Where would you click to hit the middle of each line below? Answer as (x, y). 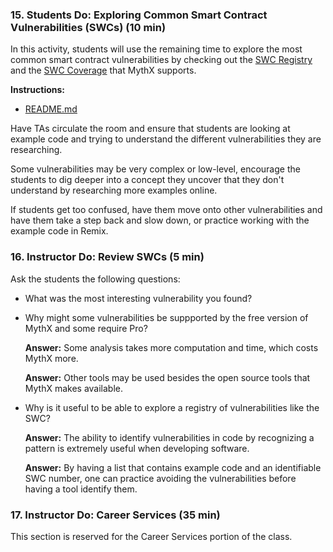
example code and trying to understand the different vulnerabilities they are (166, 139)
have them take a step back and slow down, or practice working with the (160, 220)
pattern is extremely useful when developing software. (137, 448)
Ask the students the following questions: (95, 279)
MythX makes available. (74, 388)
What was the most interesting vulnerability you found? (138, 298)
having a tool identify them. (81, 489)
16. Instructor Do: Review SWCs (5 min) (107, 257)
